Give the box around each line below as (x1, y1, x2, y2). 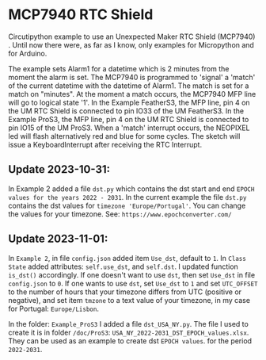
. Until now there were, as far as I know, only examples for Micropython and (8, 40, 255, 49)
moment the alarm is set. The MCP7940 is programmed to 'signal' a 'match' (8, 72, 256, 82)
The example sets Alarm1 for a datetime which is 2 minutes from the (8, 63, 230, 73)
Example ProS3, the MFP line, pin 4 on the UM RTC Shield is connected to (8, 114, 249, 124)
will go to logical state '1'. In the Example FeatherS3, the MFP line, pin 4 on (8, 98, 251, 107)
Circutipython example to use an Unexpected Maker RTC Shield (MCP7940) (8, 32, 256, 41)
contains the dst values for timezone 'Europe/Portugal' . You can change (8, 201, 246, 210)
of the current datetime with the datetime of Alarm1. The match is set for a (8, 81, 249, 90)
